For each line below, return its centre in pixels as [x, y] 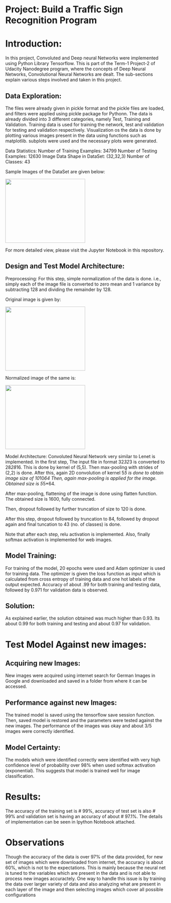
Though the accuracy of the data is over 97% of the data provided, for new [84, 856]
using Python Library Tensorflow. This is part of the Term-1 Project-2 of [80, 64]
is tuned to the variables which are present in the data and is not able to [81, 873]
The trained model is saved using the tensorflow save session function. [80, 715]
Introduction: [34, 44]
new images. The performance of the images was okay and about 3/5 [79, 726]
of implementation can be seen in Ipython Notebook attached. [70, 822]
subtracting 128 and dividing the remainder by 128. [58, 289]
